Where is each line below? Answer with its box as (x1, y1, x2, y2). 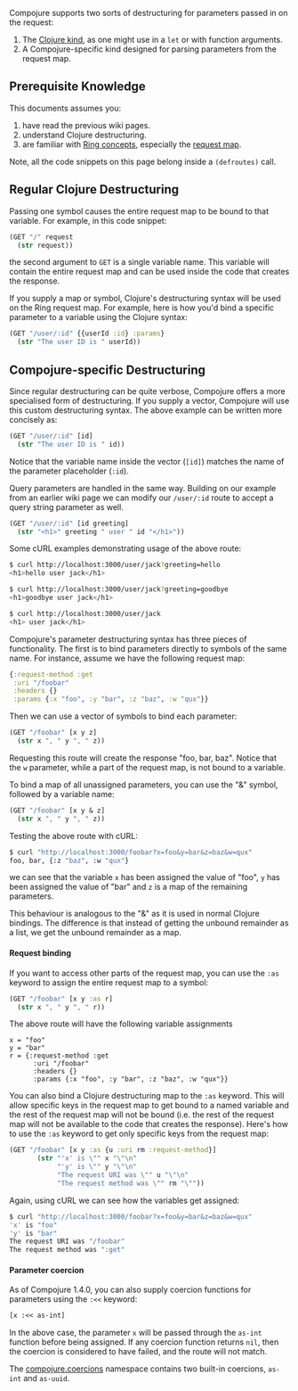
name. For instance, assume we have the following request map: (9, 653, 246, 663)
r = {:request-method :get (9, 1051, 109, 1060)
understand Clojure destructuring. (21, 129, 147, 140)
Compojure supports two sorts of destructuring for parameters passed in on (9, 8, 288, 18)
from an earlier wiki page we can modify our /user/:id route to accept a (9, 492, 274, 503)
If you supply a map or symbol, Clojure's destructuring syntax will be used (9, 293, 282, 304)
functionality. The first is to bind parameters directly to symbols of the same (9, 643, 287, 654)
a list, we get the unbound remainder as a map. (9, 927, 182, 938)
